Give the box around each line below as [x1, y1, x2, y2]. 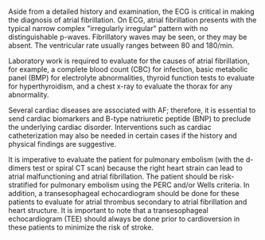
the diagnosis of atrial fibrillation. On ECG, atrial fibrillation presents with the [8, 15, 257, 25]
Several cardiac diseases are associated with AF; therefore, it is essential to [8, 105, 256, 115]
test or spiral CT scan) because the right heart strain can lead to [32, 163, 243, 172]
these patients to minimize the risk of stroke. [8, 222, 154, 232]
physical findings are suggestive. [8, 140, 117, 148]
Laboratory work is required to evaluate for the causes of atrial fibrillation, [8, 56, 250, 65]
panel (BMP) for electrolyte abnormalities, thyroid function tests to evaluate [8, 73, 255, 82]
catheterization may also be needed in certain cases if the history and [8, 131, 237, 140]
